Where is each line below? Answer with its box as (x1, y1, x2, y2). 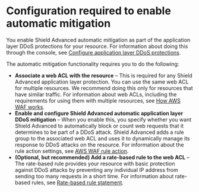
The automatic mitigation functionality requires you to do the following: (6, 60, 179, 68)
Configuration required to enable (6, 4, 171, 18)
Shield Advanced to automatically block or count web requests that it (14, 122, 184, 129)
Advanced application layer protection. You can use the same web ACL (14, 78, 189, 85)
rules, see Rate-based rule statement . (31, 179, 124, 186)
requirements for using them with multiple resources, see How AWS (14, 97, 181, 104)
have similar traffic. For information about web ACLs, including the (14, 91, 177, 98)
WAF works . (14, 103, 45, 110)
